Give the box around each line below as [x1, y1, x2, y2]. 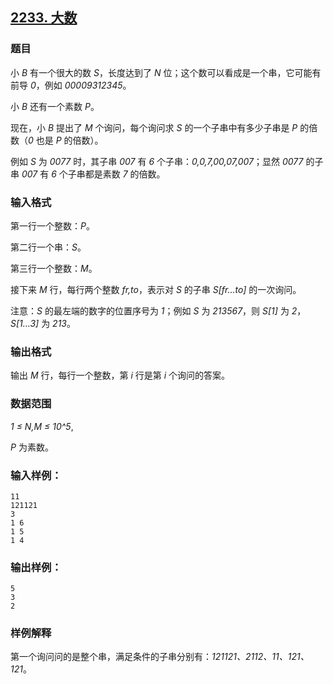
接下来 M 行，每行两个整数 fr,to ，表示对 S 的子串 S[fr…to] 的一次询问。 [10, 283, 302, 295]
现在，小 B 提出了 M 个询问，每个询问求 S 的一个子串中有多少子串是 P [10, 121, 298, 133]
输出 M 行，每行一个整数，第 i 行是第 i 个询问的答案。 [10, 369, 231, 382]
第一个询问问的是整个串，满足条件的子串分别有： [10, 651, 212, 663]
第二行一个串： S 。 [10, 241, 87, 253]
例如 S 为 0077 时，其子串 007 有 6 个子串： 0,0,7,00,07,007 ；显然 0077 [10, 155, 304, 167]
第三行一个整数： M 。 [10, 262, 98, 274]
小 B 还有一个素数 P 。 [10, 100, 100, 112]
